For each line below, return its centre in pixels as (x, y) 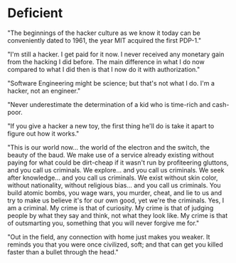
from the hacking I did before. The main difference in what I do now (106, 61)
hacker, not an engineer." (44, 91)
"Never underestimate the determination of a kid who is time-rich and (109, 104)
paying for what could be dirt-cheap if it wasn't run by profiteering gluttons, (118, 163)
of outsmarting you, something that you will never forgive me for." (103, 223)
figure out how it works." (43, 133)
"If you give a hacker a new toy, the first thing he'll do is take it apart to (111, 125)
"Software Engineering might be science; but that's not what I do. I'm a (111, 83)
